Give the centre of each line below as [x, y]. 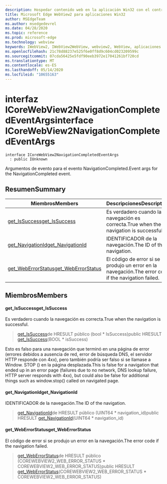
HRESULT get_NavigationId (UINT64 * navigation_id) [70, 418]
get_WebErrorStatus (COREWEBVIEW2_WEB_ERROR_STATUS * [82, 472]
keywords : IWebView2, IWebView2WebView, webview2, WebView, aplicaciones [83, 47]
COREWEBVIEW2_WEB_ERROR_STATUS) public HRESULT [76, 466]
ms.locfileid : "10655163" [32, 75]
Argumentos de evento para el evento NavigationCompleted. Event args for [82, 168]
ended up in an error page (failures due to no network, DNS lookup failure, [81, 370]
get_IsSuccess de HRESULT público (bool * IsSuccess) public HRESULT [89, 334]
